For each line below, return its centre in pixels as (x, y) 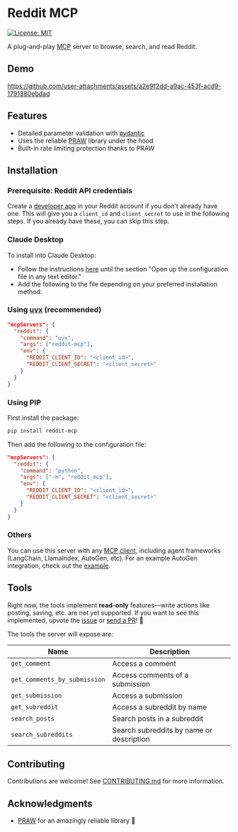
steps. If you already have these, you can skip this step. (89, 221)
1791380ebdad (29, 93)
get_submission (36, 695)
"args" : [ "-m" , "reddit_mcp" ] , (66, 477)
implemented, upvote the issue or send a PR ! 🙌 (75, 620)
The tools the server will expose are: (60, 634)
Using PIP (24, 402)
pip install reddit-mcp (42, 431)
